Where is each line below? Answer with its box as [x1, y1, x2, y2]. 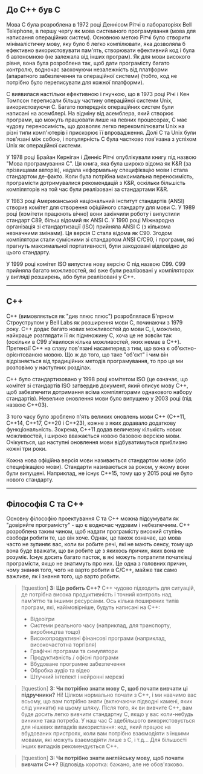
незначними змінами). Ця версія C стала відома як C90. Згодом [6, 229, 172, 236]
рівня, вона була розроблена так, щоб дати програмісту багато [6, 59, 170, 66]
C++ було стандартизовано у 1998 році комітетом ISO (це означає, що [6, 375, 188, 382]
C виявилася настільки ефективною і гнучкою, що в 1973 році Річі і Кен [6, 90, 190, 97]
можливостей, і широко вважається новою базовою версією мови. [6, 432, 181, 439]
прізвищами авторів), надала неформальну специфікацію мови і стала [6, 166, 188, 173]
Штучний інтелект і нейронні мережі [30, 673, 124, 680]
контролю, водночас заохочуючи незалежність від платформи [6, 66, 168, 73]
